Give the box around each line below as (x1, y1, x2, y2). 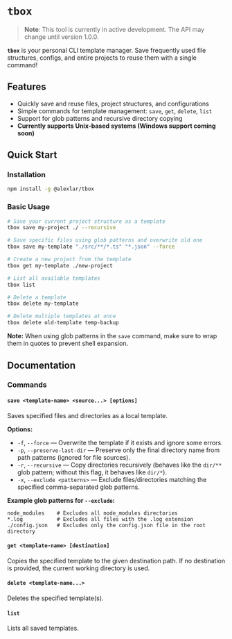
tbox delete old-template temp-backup (7, 319, 119, 326)
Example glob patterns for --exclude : (7, 496, 116, 504)
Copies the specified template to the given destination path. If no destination (7, 556, 226, 565)
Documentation (7, 359, 76, 371)
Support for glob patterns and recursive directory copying (17, 114, 183, 122)
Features (7, 81, 46, 93)
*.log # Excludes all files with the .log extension (7, 515, 194, 522)
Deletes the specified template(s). (7, 594, 104, 602)
